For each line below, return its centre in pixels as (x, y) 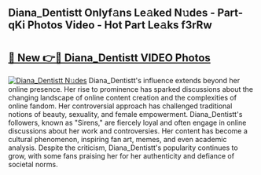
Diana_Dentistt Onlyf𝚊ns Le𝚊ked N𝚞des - (112, 13)
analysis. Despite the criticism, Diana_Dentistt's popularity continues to (123, 148)
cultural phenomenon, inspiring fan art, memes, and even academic (118, 139)
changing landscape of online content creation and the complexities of (123, 98)
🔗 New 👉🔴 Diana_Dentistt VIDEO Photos (109, 58)
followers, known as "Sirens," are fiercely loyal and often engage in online (127, 122)
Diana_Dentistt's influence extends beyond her (164, 80)
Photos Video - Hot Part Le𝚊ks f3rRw (119, 26)
